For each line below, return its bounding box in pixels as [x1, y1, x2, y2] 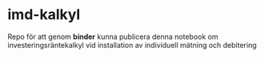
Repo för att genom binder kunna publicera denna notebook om [7, 32, 219, 41]
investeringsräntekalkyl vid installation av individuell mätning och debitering [7, 40, 257, 49]
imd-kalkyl [7, 6, 81, 24]
